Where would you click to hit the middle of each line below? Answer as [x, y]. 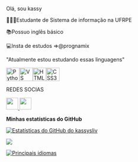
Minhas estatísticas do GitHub [44, 119]
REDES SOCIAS [25, 89]
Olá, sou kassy [24, 9]
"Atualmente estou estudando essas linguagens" [65, 59]
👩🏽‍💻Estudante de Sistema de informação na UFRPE [69, 20]
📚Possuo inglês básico [35, 32]
